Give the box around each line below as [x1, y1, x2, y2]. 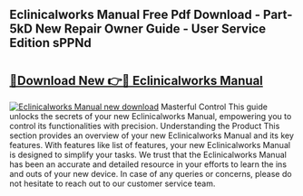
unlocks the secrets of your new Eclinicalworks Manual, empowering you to [9, 111, 292, 121]
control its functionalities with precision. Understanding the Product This [9, 121, 280, 131]
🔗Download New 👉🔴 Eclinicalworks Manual [9, 72, 263, 89]
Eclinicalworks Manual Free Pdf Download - [9, 7, 261, 23]
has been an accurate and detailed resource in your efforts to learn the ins [9, 159, 288, 170]
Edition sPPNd [9, 35, 93, 51]
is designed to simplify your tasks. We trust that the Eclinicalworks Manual [9, 149, 288, 160]
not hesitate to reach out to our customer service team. [9, 178, 216, 189]
